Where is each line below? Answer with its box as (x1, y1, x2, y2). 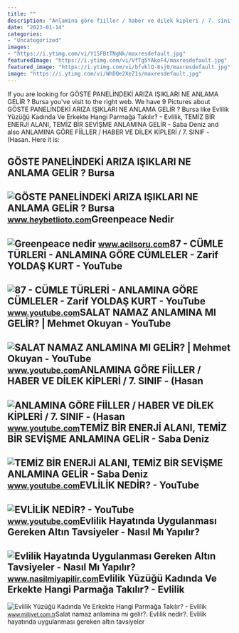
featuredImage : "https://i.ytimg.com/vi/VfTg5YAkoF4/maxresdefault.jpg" (7, 57, 228, 64)
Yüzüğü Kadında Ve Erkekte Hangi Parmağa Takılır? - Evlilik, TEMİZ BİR (7, 112, 216, 121)
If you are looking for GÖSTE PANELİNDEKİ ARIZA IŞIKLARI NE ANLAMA (7, 90, 219, 98)
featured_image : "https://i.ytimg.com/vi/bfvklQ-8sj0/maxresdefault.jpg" (7, 63, 231, 71)
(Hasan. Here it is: (7, 135, 60, 143)
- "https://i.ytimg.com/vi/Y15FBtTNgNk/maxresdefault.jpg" (7, 51, 186, 58)
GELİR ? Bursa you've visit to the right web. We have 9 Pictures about (7, 97, 211, 105)
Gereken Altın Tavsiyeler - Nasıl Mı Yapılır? (7, 525, 201, 538)
